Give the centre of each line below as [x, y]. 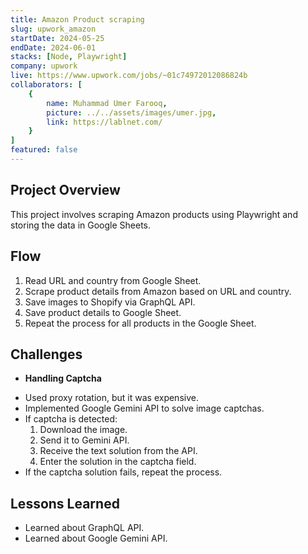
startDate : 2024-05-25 [57, 38]
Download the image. [83, 430]
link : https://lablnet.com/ [104, 122]
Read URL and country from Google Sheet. [113, 280]
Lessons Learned [65, 503]
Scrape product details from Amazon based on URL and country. [158, 291]
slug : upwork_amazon [53, 29]
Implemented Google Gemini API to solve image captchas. [144, 408]
